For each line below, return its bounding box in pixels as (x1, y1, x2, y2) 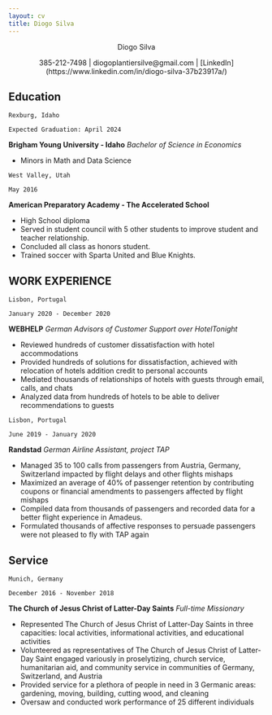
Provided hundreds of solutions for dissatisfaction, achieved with (19, 357, 238, 367)
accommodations (19, 349, 79, 358)
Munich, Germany (8, 575, 63, 583)
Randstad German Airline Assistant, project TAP (8, 445, 171, 454)
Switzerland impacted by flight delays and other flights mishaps (19, 469, 234, 479)
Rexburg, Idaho (8, 112, 60, 120)
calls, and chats (19, 384, 73, 393)
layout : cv (8, 11, 45, 20)
